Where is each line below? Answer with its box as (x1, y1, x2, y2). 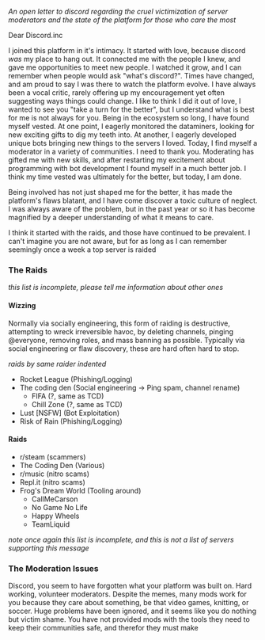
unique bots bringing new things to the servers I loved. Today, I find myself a (8, 139, 258, 147)
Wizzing (8, 300, 36, 310)
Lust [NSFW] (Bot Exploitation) (19, 408, 120, 417)
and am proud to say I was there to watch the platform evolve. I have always (8, 79, 256, 89)
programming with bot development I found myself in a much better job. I (8, 164, 247, 173)
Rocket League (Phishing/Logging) (19, 374, 133, 383)
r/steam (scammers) (19, 451, 86, 462)
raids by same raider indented (8, 359, 107, 368)
